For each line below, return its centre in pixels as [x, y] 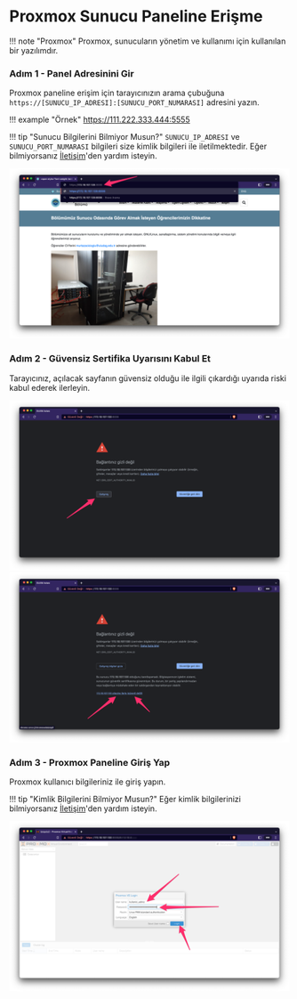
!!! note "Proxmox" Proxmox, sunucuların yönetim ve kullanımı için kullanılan [148, 41]
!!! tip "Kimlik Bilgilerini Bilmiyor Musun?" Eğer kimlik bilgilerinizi [125, 800]
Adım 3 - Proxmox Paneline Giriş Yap [90, 762]
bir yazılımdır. [34, 50]
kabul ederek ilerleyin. [50, 387]
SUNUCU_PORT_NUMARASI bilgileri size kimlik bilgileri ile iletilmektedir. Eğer [138, 146]
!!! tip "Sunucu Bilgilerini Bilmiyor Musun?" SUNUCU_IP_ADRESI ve [124, 137]
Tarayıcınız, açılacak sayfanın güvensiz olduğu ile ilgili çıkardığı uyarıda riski [148, 378]
